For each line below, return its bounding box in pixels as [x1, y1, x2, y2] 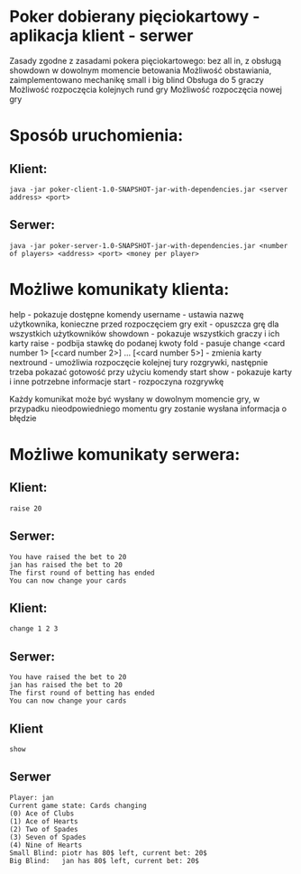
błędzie [9, 412, 37, 423]
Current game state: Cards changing [9, 801, 147, 810]
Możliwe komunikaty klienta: [9, 279, 230, 299]
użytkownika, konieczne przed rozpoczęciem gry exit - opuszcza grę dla [9, 318, 279, 329]
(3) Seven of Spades [9, 833, 87, 842]
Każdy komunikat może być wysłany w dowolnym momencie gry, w [9, 393, 260, 404]
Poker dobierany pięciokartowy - [9, 6, 260, 27]
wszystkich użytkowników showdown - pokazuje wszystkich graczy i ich [9, 327, 280, 339]
